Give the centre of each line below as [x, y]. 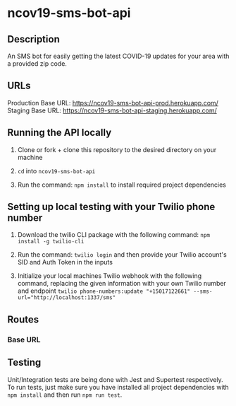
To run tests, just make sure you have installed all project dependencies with [118, 387]
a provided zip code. [37, 64]
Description [33, 39]
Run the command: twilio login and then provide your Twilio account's [122, 255]
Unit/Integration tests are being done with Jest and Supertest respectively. [115, 379]
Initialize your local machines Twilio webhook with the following [110, 276]
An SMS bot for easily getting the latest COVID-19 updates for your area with [118, 56]
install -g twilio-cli [51, 242]
